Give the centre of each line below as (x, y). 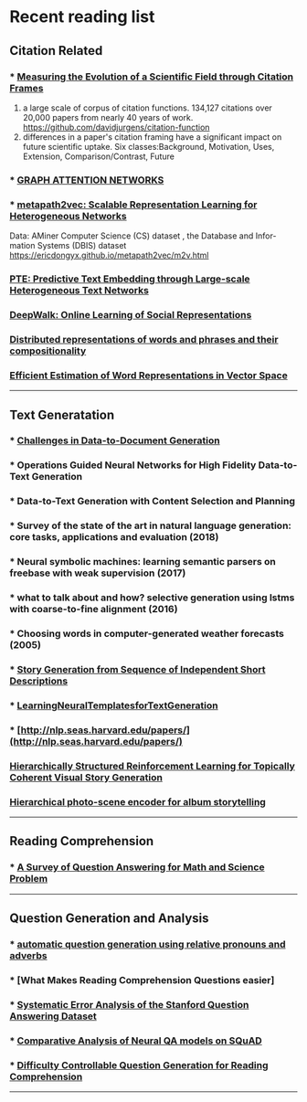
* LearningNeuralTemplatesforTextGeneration (114, 705)
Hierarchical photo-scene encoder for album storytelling (138, 801)
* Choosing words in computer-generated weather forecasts (147, 634)
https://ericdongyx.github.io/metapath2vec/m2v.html (109, 255)
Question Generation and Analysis (109, 919)
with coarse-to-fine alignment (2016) (94, 609)
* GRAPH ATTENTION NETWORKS (87, 180)
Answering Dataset (53, 1016)
